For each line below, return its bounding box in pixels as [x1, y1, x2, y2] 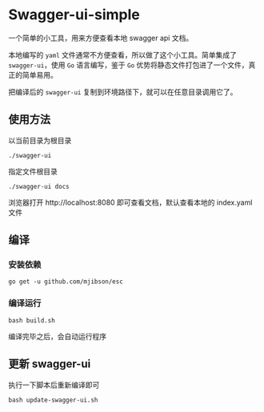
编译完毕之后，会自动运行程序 [8, 331, 106, 341]
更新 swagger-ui [8, 358, 91, 371]
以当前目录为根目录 [8, 135, 72, 145]
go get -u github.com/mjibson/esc [8, 278, 124, 286]
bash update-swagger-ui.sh [8, 396, 98, 404]
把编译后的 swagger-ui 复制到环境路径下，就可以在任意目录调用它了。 [8, 86, 238, 97]
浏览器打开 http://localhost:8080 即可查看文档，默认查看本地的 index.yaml [8, 198, 253, 207]
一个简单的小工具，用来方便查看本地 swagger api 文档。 [8, 33, 194, 42]
